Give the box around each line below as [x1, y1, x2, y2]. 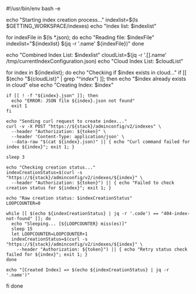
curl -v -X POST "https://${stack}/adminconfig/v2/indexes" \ [6, 124, 161, 129]
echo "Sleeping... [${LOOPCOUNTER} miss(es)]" [11, 221, 127, 227]
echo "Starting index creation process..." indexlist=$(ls [6, 16, 138, 23]
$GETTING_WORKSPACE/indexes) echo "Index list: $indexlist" [6, 23, 157, 29]
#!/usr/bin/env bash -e [6, 5, 60, 12]
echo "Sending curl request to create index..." [6, 118, 127, 124]
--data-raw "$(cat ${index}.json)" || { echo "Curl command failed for [11, 139, 191, 145]
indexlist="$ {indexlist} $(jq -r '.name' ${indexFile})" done [6, 40, 144, 47]
